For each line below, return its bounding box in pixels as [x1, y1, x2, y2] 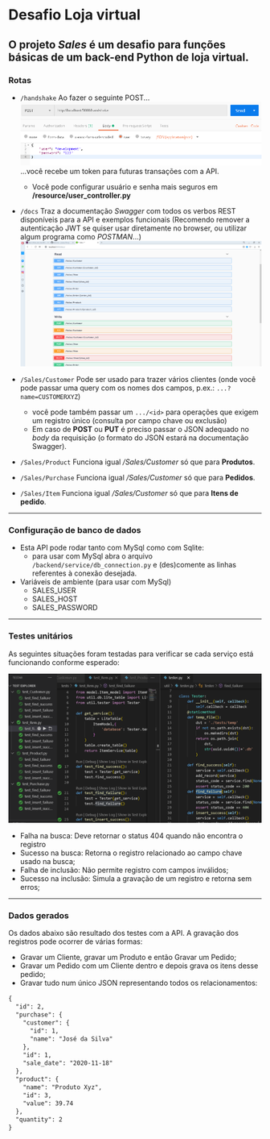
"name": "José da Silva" [29, 1035, 113, 1043]
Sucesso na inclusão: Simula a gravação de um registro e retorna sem [19, 873, 252, 883]
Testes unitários [8, 630, 73, 642]
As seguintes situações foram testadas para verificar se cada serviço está [8, 649, 254, 659]
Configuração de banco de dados [8, 524, 141, 535]
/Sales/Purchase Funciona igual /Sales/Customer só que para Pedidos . [19, 473, 256, 482]
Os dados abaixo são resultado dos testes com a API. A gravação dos [8, 929, 239, 938]
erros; [19, 882, 40, 892]
